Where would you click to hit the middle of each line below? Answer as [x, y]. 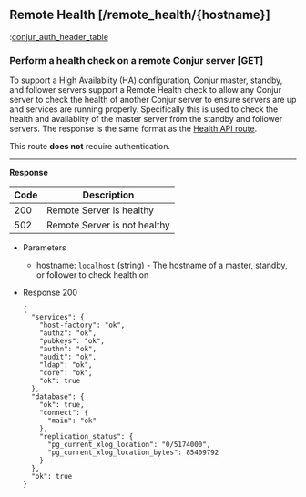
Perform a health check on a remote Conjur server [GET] [137, 60]
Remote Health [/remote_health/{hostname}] [140, 15]
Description [108, 195]
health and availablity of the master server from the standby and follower [146, 119]
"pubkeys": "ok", [72, 341]
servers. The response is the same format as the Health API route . [133, 129]
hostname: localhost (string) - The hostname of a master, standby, [162, 265]
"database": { [58, 397]
